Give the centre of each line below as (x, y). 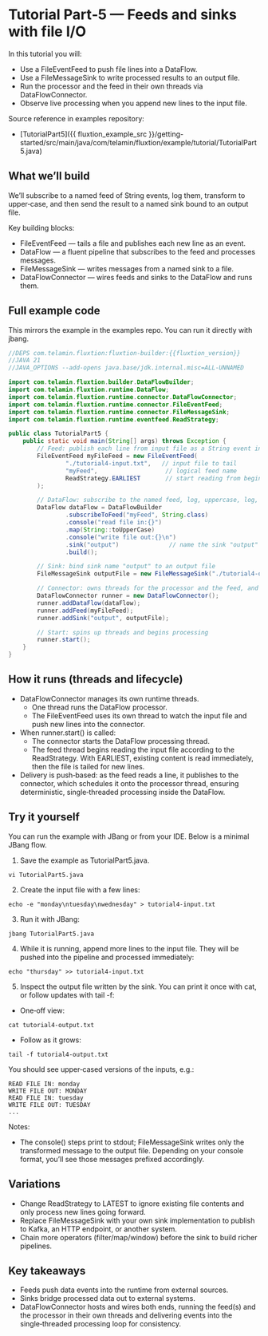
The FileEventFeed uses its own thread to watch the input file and (139, 715)
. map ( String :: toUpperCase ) (110, 530)
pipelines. (36, 1246)
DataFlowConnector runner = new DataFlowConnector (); (128, 596)
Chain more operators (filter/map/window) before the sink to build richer (138, 1237)
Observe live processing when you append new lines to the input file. (133, 103)
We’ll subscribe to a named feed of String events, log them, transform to (127, 195)
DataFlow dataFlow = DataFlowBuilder (99, 508)
